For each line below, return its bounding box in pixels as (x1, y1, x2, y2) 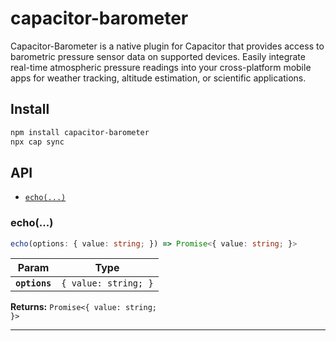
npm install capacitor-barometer (10, 127, 150, 137)
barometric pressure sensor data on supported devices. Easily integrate (10, 50, 306, 62)
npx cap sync (10, 137, 65, 147)
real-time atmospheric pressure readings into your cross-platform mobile (10, 61, 312, 73)
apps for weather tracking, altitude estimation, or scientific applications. (10, 72, 307, 84)
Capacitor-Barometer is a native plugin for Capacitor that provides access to (10, 40, 325, 52)
